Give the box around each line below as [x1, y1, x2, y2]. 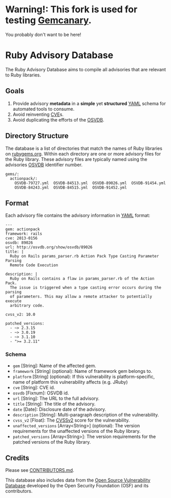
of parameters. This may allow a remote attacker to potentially [10, 294, 153, 300]
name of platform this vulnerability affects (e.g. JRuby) [12, 379, 128, 385]
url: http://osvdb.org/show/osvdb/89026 [5, 245, 93, 250]
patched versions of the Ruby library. [12, 439, 91, 445]
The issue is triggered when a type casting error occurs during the [10, 285, 161, 290]
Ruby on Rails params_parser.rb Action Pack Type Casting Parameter [10, 254, 159, 259]
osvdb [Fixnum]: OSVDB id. [12, 390, 69, 396]
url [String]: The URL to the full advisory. [12, 395, 100, 401]
